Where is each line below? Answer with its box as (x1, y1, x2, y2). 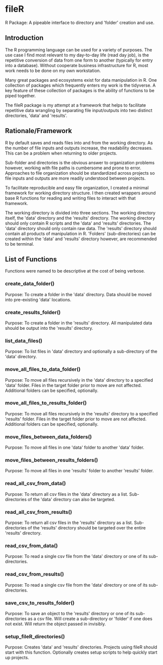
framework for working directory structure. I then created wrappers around (5, 190, 156, 196)
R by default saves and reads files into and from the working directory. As (5, 139, 153, 145)
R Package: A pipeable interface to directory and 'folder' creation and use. (5, 20, 155, 25)
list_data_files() (5, 337, 42, 344)
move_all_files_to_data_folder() (5, 366, 81, 373)
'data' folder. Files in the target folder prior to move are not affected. (5, 382, 142, 388)
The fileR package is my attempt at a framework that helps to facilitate (5, 102, 146, 108)
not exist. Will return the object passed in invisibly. (5, 620, 106, 627)
